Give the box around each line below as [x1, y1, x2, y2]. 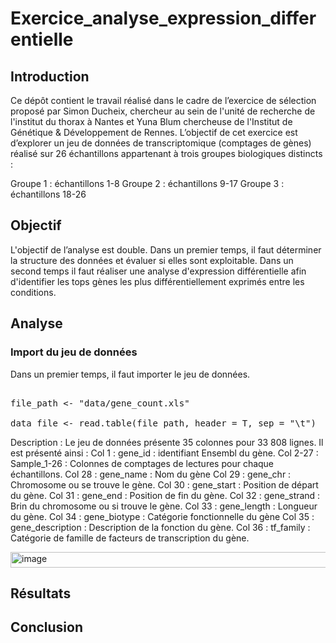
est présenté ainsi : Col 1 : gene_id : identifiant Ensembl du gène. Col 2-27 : [10, 447, 319, 459]
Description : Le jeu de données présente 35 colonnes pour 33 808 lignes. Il [10, 436, 324, 448]
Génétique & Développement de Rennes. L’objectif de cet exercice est [10, 127, 298, 138]
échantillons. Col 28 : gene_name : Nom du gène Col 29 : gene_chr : [10, 468, 292, 480]
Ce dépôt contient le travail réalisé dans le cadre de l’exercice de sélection [10, 95, 317, 106]
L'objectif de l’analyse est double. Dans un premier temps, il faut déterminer [10, 243, 322, 256]
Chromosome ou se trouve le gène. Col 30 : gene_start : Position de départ [10, 478, 319, 491]
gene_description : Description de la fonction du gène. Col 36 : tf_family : [10, 521, 311, 533]
